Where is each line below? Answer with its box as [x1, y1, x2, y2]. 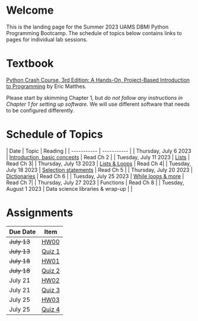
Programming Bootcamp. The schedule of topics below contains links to [6, 29, 182, 36]
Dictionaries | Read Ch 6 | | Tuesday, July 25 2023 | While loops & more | [6, 172, 184, 180]
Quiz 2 [41, 266, 60, 275]
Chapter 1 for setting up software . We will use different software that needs [6, 100, 190, 108]
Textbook [6, 57, 54, 70]
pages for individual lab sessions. [6, 36, 88, 43]
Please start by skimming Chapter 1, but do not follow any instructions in [6, 94, 183, 101]
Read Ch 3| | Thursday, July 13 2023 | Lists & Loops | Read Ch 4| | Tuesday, [6, 160, 191, 167]
